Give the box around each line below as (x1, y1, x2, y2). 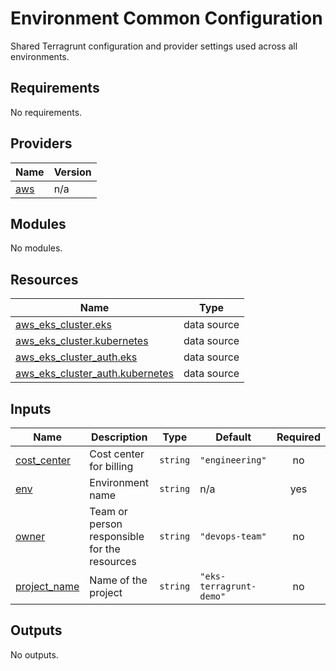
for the (89, 542, 121, 556)
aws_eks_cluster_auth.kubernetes (15, 367, 175, 381)
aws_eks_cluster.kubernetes (15, 334, 149, 348)
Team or (89, 505, 128, 518)
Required (276, 430, 321, 444)
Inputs (10, 400, 52, 417)
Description (91, 430, 148, 444)
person (89, 517, 123, 531)
